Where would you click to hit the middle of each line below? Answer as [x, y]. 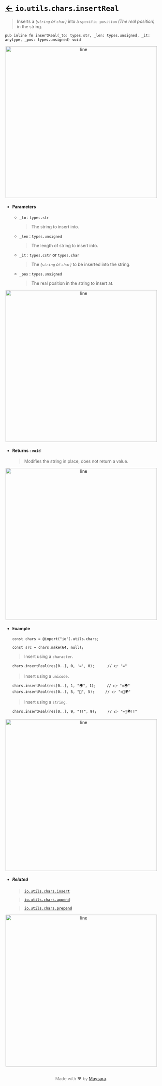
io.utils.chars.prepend [48, 908]
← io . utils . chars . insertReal [62, 8]
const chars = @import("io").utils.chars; [55, 639]
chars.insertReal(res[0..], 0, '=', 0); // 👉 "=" [69, 666]
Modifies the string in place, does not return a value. [76, 461]
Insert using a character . [49, 656]
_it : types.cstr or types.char [49, 255]
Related [20, 879]
